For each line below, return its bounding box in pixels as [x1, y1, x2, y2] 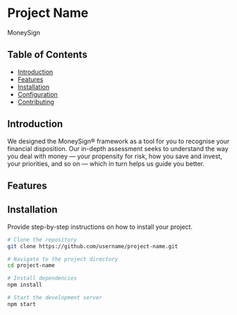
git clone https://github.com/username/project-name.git [7, 242, 178, 250]
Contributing [17, 97, 54, 106]
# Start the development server [7, 295, 102, 302]
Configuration [17, 90, 58, 98]
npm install [7, 281, 42, 289]
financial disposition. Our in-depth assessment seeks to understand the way [7, 144, 229, 153]
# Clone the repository [7, 236, 78, 243]
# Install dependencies [7, 275, 78, 282]
